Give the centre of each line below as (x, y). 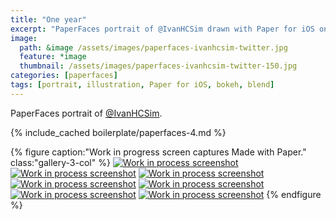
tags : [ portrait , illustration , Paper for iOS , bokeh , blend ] (142, 85)
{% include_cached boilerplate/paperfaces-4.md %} (118, 132)
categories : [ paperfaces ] (64, 76)
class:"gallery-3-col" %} (60, 162)
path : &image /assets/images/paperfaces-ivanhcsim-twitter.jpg (153, 47)
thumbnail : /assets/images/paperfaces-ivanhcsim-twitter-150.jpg (158, 66)
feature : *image (53, 57)
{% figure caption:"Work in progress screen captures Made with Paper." (158, 152)
